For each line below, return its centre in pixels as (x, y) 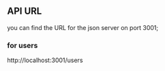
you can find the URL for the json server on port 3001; (83, 27)
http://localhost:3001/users (45, 60)
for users (22, 45)
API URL (25, 11)
